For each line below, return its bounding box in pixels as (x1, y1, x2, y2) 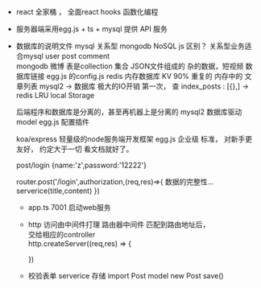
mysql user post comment (23, 51, 110, 60)
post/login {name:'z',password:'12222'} (15, 160, 147, 170)
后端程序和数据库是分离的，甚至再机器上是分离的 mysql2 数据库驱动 (15, 107, 242, 117)
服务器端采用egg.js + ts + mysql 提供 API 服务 (15, 24, 168, 34)
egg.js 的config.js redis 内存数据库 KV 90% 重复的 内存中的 (46, 72, 243, 80)
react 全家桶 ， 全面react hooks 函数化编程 (15, 7, 159, 16)
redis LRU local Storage (15, 91, 95, 100)
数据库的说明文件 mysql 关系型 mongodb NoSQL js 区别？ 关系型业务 (15, 41, 246, 51)
